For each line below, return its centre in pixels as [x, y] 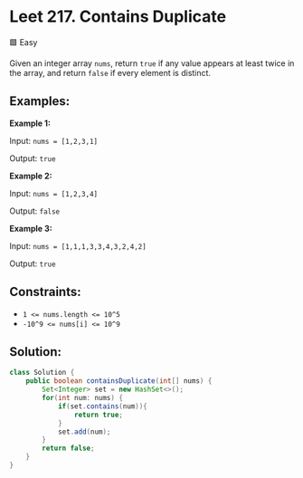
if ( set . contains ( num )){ [102, 406]
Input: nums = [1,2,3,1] [53, 140]
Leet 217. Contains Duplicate [118, 17]
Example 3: [31, 228]
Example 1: [30, 123]
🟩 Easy [24, 42]
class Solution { [42, 373]
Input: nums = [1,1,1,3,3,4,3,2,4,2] [78, 245]
